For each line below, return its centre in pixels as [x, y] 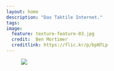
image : [14, 28]
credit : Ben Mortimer [40, 39]
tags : [13, 23]
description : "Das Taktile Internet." [54, 17]
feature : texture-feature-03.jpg [53, 34]
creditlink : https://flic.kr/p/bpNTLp [60, 45]
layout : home [22, 12]
